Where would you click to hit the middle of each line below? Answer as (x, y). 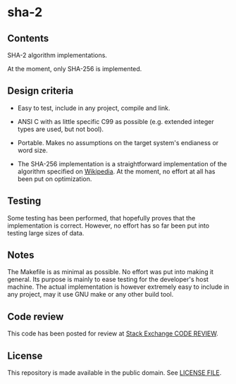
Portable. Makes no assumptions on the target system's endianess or (118, 142)
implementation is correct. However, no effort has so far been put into (108, 225)
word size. (32, 150)
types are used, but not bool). (61, 129)
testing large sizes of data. (46, 233)
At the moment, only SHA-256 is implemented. (75, 69)
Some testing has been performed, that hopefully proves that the (101, 218)
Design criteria (41, 91)
